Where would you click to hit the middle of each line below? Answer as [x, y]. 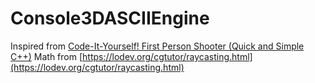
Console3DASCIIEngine [110, 18]
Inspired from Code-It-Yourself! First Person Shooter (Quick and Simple [157, 46]
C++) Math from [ [46, 56]
